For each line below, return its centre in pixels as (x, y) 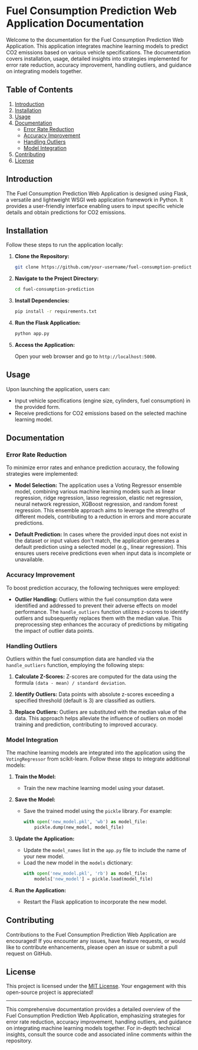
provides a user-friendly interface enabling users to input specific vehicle (95, 206)
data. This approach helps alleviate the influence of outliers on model (99, 718)
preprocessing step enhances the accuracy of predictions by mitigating (101, 624)
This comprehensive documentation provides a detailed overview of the (93, 1009)
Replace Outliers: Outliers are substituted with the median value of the (100, 712)
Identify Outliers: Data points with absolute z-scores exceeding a (95, 694)
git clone (27, 267)
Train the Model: (35, 777)
